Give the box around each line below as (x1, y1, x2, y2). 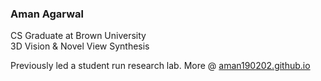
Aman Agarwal (10, 7, 84, 21)
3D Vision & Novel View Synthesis (10, 40, 150, 52)
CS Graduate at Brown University (10, 30, 147, 42)
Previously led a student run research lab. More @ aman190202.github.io (10, 60, 311, 72)
